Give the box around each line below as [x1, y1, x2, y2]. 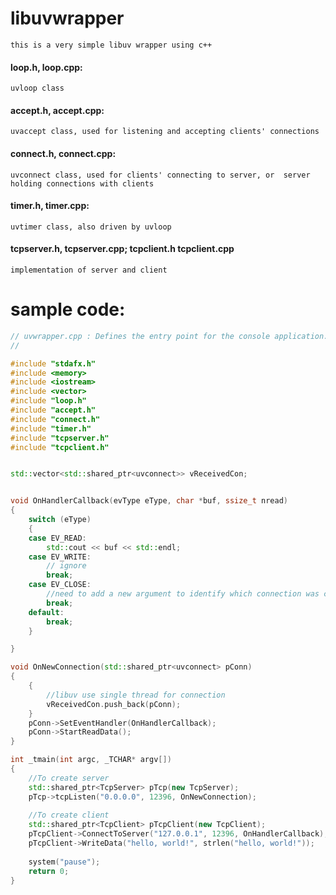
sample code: [10, 298, 126, 321]
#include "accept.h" [10, 405, 97, 416]
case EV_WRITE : [28, 552, 92, 562]
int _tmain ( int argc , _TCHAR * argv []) [10, 755, 172, 765]
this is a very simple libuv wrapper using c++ [10, 40, 213, 50]
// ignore [46, 561, 87, 571]
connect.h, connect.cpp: [10, 147, 117, 159]
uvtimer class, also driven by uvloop [10, 222, 172, 232]
